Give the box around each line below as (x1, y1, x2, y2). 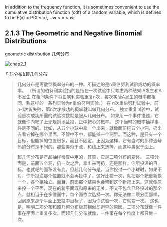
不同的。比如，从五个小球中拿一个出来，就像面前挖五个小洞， (26, 125, 153, 131)
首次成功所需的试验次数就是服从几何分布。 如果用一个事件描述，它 (21, 112, 159, 118)
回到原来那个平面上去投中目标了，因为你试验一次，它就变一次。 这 (17, 197, 155, 203)
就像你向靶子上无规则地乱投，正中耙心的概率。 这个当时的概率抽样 (17, 119, 155, 125)
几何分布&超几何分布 (5, 71, 48, 76)
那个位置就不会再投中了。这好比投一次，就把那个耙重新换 (43, 172, 162, 178)
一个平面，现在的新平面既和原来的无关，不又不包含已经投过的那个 (26, 185, 162, 191)
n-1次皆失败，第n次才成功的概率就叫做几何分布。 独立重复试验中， (17, 106, 155, 112)
